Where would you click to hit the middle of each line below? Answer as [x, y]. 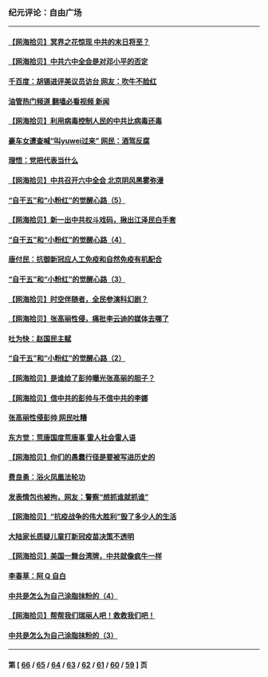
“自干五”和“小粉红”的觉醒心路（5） [67, 200]
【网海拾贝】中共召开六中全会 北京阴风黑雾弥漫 [86, 181]
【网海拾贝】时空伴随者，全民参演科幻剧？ [78, 299]
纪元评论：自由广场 [45, 12]
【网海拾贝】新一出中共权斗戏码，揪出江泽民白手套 [92, 220]
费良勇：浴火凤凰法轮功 [47, 476]
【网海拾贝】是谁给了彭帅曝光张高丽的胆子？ [82, 378]
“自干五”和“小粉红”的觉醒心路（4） [67, 239]
